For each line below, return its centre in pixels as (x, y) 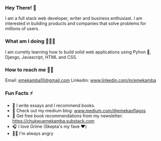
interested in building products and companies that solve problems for (76, 23)
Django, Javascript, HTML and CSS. (41, 57)
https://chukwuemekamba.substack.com (53, 121)
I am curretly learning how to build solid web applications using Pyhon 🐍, (78, 52)
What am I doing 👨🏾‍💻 (30, 41)
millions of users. (22, 29)
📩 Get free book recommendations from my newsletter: (68, 116)
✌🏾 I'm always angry (33, 134)
